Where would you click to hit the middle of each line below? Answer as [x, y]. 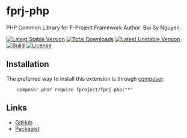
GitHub [24, 122]
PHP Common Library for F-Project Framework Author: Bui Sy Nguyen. [94, 27]
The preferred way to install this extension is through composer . [85, 78]
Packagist [27, 128]
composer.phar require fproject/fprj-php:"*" [75, 90]
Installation [28, 64]
